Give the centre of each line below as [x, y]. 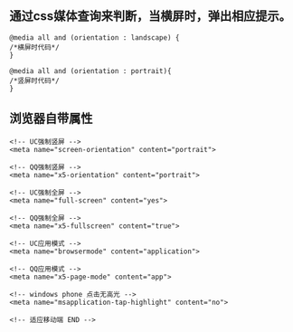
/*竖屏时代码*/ [35, 81]
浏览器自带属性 [51, 119]
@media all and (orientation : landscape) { [95, 38]
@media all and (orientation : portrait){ [90, 71]
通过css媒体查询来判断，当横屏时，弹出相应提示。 [150, 16]
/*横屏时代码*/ [35, 47]
